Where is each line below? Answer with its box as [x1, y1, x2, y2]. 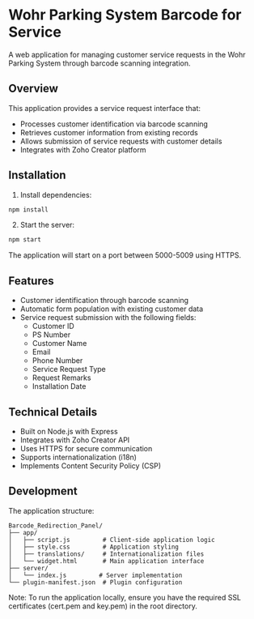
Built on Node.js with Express [19, 426, 119, 436]
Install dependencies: [19, 190, 92, 199]
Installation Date [32, 382, 87, 391]
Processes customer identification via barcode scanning [19, 119, 209, 129]
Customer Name [32, 339, 87, 348]
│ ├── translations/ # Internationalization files [8, 549, 205, 558]
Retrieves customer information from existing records [19, 127, 198, 137]
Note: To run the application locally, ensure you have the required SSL [8, 592, 241, 602]
